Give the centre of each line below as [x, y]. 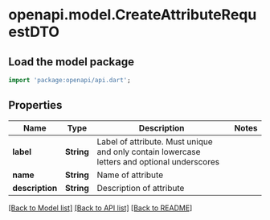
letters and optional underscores [158, 161]
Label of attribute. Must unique [155, 141]
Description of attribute [141, 188]
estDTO [34, 32]
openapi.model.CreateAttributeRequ [133, 15]
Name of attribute [130, 175]
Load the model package [72, 62]
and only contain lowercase [149, 152]
